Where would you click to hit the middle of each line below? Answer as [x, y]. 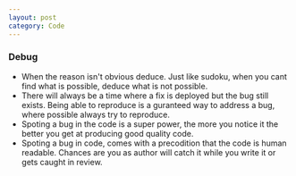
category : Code [37, 26]
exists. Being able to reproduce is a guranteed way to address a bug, [148, 105]
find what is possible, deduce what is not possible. [114, 86]
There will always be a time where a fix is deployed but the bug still [145, 96]
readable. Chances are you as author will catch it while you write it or [148, 152]
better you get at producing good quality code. [107, 133]
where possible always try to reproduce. [96, 114]
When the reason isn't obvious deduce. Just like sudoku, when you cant [154, 76]
